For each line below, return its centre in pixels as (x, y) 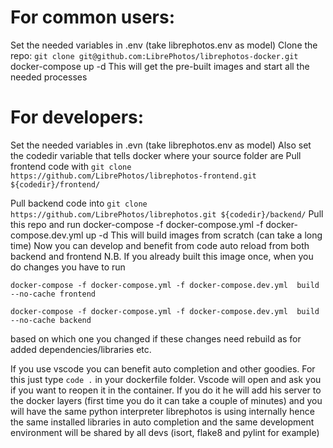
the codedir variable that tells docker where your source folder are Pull (156, 155)
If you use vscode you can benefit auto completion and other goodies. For (163, 368)
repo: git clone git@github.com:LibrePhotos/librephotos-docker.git (154, 55)
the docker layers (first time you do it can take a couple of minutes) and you (166, 400)
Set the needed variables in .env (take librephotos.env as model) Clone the (164, 45)
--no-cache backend (51, 320)
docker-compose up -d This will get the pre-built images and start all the (160, 66)
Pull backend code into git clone (79, 203)
